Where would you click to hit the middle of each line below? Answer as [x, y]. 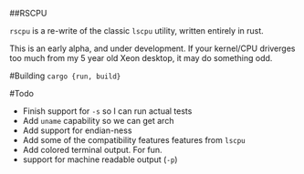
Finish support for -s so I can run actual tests [107, 111]
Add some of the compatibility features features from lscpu [134, 140]
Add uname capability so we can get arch [98, 121]
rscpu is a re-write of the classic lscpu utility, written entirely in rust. [137, 31]
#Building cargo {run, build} [65, 76]
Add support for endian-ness [77, 130]
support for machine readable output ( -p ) [100, 159]
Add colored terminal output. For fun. [92, 150]
